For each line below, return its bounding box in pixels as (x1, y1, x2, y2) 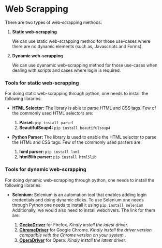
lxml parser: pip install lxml (19, 149, 80, 155)
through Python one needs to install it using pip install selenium (12, 202, 144, 208)
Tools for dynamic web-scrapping (5, 166, 87, 173)
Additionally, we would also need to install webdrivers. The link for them (12, 207, 156, 213)
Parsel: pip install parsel (19, 120, 74, 126)
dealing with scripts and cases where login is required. (12, 67, 121, 73)
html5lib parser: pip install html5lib (19, 154, 97, 160)
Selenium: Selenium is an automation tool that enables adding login (12, 192, 147, 198)
